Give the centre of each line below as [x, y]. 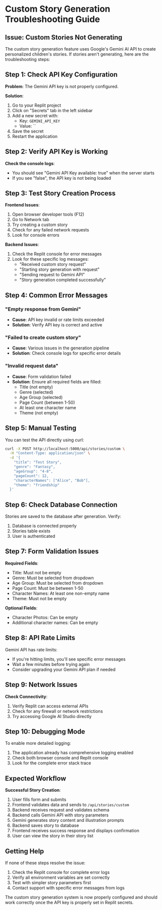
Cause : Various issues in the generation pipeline [61, 348]
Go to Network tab [31, 220]
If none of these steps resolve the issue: [45, 863]
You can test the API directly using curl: [45, 440]
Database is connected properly [44, 526]
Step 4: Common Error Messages [56, 295]
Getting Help [25, 851]
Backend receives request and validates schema [61, 810]
